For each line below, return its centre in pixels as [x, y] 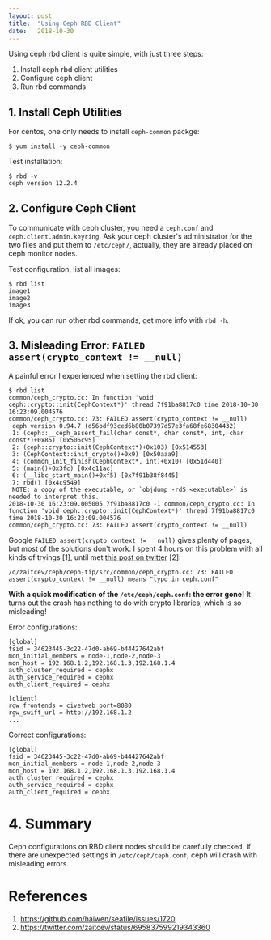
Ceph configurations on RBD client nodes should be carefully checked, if [129, 846]
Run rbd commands [53, 87]
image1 [19, 291]
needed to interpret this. [54, 497]
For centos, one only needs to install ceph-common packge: [104, 132]
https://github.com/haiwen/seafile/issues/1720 [97, 918]
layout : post [30, 16]
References [48, 896]
